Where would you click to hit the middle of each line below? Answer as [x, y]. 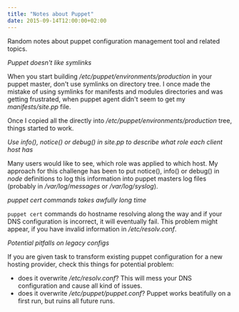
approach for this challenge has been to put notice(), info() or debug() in [113, 171]
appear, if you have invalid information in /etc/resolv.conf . [92, 228]
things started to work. [41, 128]
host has [20, 149]
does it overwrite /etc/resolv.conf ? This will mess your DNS [105, 278]
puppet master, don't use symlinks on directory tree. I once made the [109, 84]
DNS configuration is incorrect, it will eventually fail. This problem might [113, 221]
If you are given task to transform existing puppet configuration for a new [115, 256]
